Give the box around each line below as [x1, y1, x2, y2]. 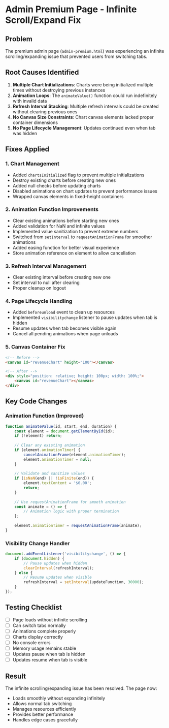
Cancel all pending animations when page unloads [12, 331, 118, 337]
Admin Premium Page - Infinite [5, 4, 137, 15]
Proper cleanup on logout [12, 285, 66, 291]
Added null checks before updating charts [12, 182, 101, 188]
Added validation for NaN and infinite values [12, 223, 105, 229]
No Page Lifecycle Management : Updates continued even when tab [12, 124, 156, 131]
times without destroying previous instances [12, 87, 106, 93]
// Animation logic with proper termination [23, 509, 119, 514]
